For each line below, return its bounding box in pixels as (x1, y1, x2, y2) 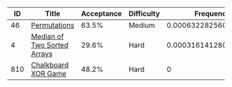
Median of (30, 32, 64, 41)
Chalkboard (30, 60, 69, 70)
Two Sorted (30, 41, 69, 50)
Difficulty (128, 9, 160, 18)
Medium (128, 21, 155, 30)
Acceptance (81, 9, 122, 18)
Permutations (30, 21, 75, 30)
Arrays (30, 49, 53, 58)
